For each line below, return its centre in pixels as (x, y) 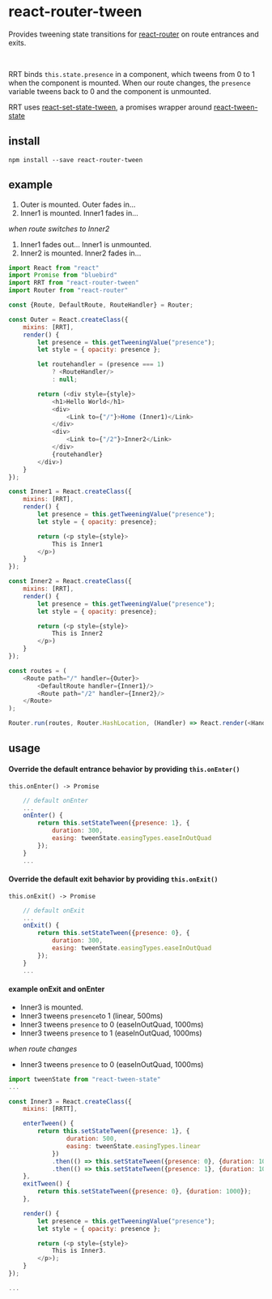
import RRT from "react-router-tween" (74, 283)
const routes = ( (38, 671)
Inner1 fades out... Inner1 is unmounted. (86, 244)
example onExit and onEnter (57, 989)
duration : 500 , (91, 1139)
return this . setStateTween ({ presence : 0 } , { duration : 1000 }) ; (144, 1192)
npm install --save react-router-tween (76, 160)
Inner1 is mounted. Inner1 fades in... (79, 212)
